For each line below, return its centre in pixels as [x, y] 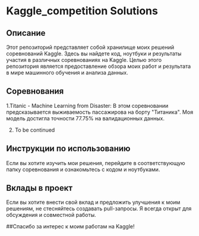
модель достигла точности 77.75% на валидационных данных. [86, 118]
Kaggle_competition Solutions [82, 11]
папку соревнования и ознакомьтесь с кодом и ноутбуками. [83, 169]
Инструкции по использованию [68, 149]
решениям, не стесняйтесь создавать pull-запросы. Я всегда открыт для [99, 209]
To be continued [35, 130]
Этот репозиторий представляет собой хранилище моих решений [90, 47]
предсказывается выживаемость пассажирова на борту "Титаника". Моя [100, 112]
